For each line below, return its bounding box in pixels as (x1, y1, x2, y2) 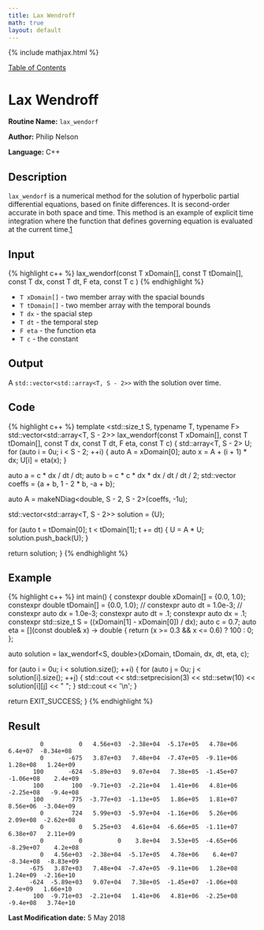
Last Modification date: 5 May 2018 (8, 913, 126, 923)
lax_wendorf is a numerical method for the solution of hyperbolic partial (8, 191, 240, 201)
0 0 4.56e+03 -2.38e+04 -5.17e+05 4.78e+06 (39, 741, 238, 749)
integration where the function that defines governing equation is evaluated (8, 216, 253, 226)
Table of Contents (8, 63, 67, 73)
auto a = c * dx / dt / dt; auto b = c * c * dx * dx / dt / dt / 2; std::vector (8, 470, 236, 480)
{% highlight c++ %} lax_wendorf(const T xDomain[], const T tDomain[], (8, 268, 244, 278)
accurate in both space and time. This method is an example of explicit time (8, 208, 254, 218)
